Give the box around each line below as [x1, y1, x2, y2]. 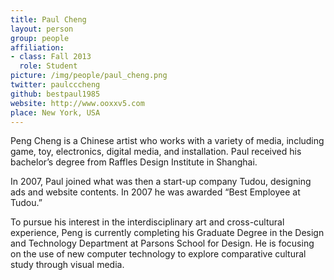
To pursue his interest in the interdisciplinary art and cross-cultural [10, 216, 285, 228]
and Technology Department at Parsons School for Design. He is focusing [10, 237, 315, 250]
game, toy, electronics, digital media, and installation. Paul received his [10, 146, 302, 158]
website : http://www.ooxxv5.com [10, 98, 145, 108]
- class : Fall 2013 [10, 52, 92, 62]
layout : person [10, 24, 74, 34]
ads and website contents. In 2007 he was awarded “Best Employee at [10, 186, 301, 198]
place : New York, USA [10, 107, 101, 118]
